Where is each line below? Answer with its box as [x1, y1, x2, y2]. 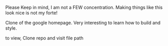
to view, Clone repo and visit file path [5, 35, 83, 41]
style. [5, 25, 17, 31]
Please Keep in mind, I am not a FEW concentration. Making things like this [5, 5, 163, 10]
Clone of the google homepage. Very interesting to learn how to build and [5, 20, 161, 26]
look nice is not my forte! [5, 10, 58, 16]
